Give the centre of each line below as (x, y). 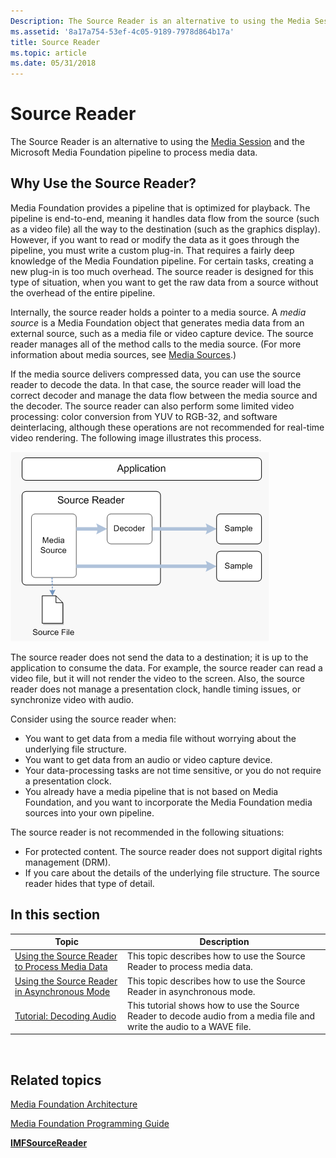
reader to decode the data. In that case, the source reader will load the (156, 384)
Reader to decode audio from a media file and (221, 1016)
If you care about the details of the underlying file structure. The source (172, 872)
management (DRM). (68, 862)
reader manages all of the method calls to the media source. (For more (156, 344)
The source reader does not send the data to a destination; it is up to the (159, 657)
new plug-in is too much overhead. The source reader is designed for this (162, 271)
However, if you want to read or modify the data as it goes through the (155, 239)
